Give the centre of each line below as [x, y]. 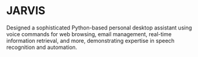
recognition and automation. [42, 47]
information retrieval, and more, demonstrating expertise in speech [90, 40]
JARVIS [26, 11]
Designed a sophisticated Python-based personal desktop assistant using [99, 28]
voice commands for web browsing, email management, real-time [89, 34]
